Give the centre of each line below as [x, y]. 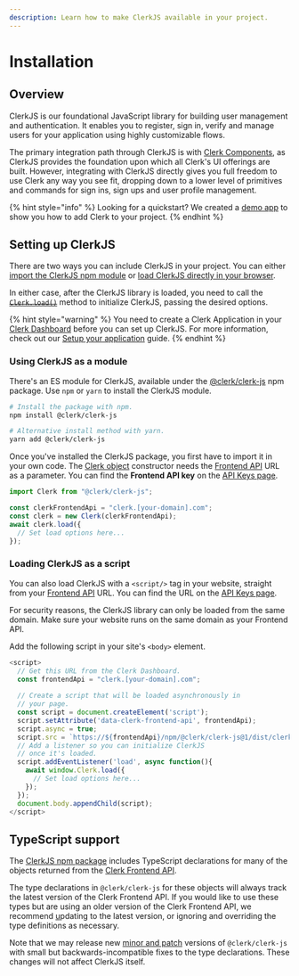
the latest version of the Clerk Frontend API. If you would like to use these [144, 898]
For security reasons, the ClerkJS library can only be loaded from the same [147, 610]
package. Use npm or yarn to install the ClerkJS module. [110, 390]
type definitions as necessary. [65, 926]
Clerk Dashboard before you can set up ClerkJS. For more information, [139, 329]
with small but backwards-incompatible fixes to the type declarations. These [149, 952]
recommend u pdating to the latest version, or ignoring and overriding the [143, 916]
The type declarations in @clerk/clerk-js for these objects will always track [148, 888]
